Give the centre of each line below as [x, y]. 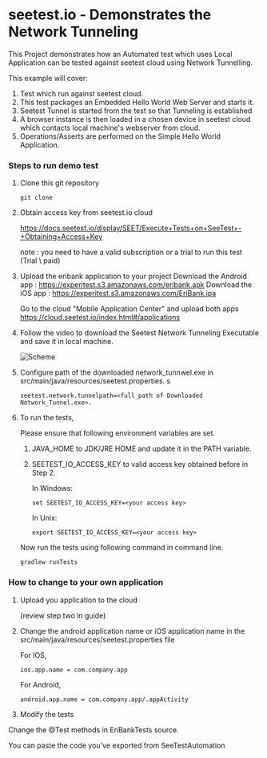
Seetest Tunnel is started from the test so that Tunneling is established [136, 111]
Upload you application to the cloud [79, 600]
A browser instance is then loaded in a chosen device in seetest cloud [135, 119]
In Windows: [52, 488]
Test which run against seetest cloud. [82, 93]
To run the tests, [47, 418]
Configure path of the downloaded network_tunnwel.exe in [117, 373]
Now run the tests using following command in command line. [122, 548]
